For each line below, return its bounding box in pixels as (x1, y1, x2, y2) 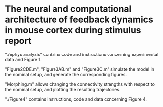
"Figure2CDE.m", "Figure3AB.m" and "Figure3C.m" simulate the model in (5, 66, 155, 72)
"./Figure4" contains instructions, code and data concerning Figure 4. (5, 96, 147, 102)
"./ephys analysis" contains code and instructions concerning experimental (5, 51, 159, 57)
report (5, 35, 32, 47)
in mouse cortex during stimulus (5, 25, 141, 36)
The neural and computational (5, 3, 132, 15)
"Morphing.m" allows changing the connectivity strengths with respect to (5, 81, 155, 87)
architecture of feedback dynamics (5, 14, 154, 25)
